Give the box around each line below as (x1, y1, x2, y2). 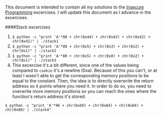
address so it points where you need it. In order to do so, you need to (12, 83, 152, 89)
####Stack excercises (5, 24, 50, 30)
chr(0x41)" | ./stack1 (12, 39, 59, 44)
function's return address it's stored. (12, 93, 86, 99)
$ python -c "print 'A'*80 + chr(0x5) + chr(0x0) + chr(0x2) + (12, 54, 144, 58)
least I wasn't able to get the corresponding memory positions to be (12, 73, 149, 78)
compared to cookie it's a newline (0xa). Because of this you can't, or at (12, 67, 158, 73)
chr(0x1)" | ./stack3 (12, 58, 56, 63)
